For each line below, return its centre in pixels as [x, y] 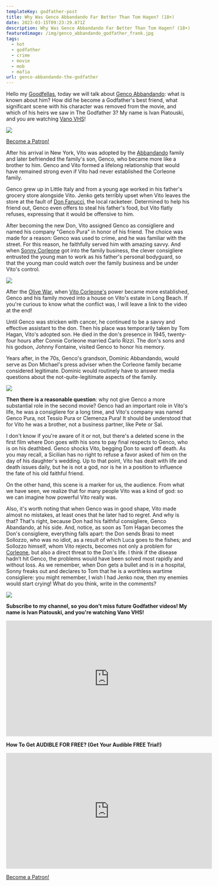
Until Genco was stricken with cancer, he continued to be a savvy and [90, 322]
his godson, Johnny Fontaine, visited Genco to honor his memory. [86, 347]
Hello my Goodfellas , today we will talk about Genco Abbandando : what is [95, 94]
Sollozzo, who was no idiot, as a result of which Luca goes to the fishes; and [99, 540]
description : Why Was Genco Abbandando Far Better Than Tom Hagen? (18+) [98, 28]
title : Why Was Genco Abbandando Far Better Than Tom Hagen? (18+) [90, 17]
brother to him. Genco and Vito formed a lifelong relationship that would [93, 165]
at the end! [19, 311]
